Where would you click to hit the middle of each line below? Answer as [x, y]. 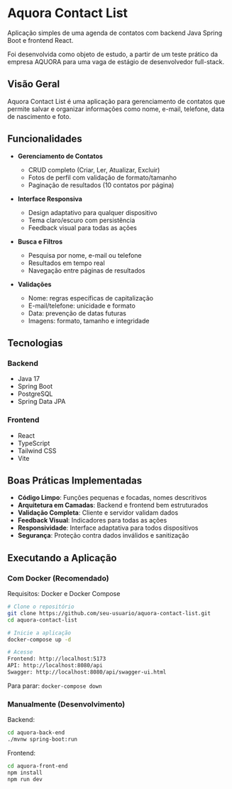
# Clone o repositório [41, 607]
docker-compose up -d [39, 639]
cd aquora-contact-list [43, 620]
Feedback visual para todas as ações [82, 228]
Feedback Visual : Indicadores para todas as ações [92, 521]
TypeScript [34, 443]
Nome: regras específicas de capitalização [91, 298]
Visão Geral [34, 84]
